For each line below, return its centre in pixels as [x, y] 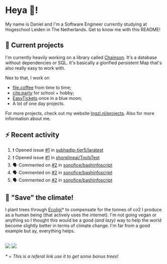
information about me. [28, 118]
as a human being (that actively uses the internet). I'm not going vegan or [81, 215]
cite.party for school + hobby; [43, 93]
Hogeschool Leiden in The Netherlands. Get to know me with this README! [83, 29]
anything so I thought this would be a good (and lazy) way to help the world [83, 220]
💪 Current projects [35, 45]
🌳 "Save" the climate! [39, 197]
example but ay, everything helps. [40, 231]
